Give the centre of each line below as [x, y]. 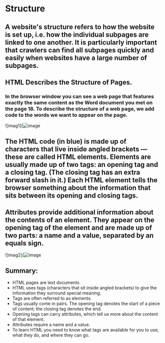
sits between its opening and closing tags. [72, 195]
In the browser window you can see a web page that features [80, 96]
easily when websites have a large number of [76, 58]
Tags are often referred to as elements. [52, 298]
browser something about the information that [78, 188]
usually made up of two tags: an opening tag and [82, 165]
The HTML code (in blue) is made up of [66, 141]
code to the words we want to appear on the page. [66, 115]
